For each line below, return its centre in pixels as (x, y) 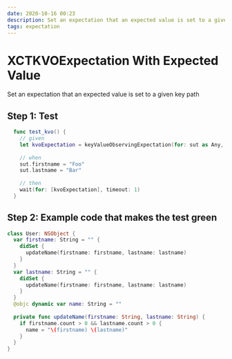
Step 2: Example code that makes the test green (112, 218)
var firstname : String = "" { (57, 240)
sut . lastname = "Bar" (50, 171)
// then (30, 184)
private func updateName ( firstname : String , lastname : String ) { (109, 317)
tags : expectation (33, 26)
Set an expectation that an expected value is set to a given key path (103, 95)
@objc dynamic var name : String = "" (68, 304)
